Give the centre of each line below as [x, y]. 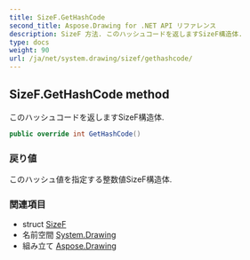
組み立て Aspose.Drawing [69, 246]
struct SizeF [44, 225]
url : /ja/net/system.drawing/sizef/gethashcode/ [101, 59]
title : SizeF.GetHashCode [57, 17]
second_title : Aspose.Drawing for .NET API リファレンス [113, 26]
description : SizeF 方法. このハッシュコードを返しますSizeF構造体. [126, 34]
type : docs [29, 42]
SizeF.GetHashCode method [89, 95]
